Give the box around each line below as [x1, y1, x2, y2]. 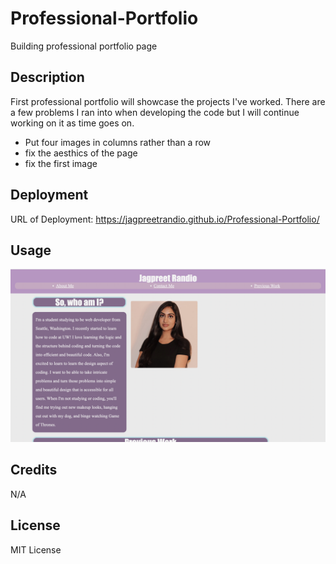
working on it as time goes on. [10, 117, 135, 129]
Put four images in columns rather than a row [24, 136, 212, 148]
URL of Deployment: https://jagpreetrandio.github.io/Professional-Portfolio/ [10, 213, 320, 225]
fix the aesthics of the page [24, 147, 138, 159]
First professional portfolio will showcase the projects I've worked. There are [10, 95, 326, 107]
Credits [10, 462, 58, 479]
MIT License [10, 543, 62, 556]
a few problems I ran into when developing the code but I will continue [10, 106, 300, 118]
